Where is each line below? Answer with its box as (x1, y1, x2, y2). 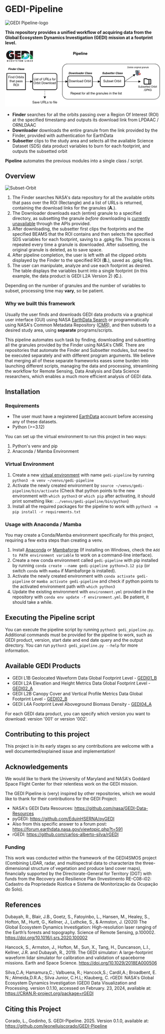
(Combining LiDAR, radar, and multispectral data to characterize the (5, 860, 142, 866)
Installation (5, 388, 40, 396)
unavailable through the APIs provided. (12, 221, 91, 227)
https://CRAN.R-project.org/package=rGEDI (5, 991, 94, 997)
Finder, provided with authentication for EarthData (12, 132, 114, 138)
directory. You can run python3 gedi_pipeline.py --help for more (5, 642, 138, 648)
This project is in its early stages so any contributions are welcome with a (5, 743, 154, 749)
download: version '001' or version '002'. (5, 716, 88, 722)
